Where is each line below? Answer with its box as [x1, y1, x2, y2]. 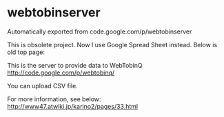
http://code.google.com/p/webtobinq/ [7, 68, 115, 77]
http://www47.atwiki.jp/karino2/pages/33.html [7, 102, 139, 110]
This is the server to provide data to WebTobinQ [7, 61, 143, 69]
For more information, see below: [7, 94, 101, 103]
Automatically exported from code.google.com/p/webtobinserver [7, 27, 192, 36]
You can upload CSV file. [7, 81, 78, 90]
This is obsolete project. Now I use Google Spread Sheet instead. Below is [7, 40, 218, 49]
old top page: [7, 48, 45, 56]
